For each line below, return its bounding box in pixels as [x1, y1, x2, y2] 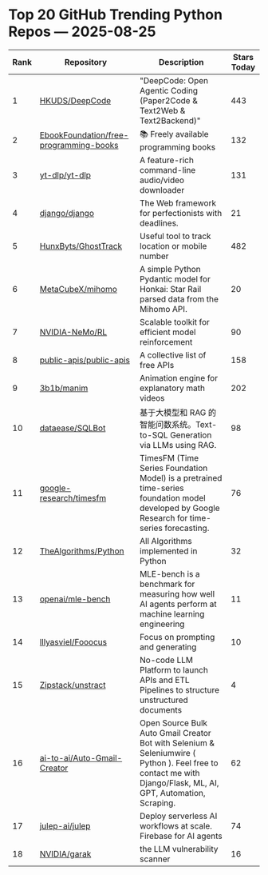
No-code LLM [139, 654, 194, 665]
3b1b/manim [39, 382, 89, 394]
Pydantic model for [139, 274, 211, 285]
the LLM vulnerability [139, 843, 219, 854]
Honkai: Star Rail [139, 283, 202, 294]
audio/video [139, 174, 185, 186]
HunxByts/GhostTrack [39, 240, 122, 251]
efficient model [139, 326, 196, 338]
